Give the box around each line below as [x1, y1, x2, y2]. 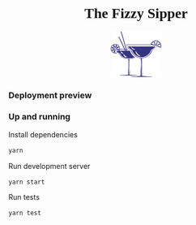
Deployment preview [8, 89, 92, 101]
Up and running [8, 111, 71, 123]
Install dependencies [8, 129, 79, 139]
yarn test [8, 209, 42, 217]
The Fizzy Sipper [84, 5, 188, 22]
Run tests [8, 192, 40, 201]
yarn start [8, 178, 45, 186]
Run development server [8, 161, 91, 171]
